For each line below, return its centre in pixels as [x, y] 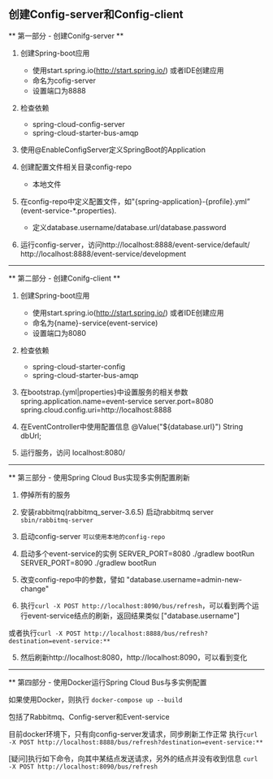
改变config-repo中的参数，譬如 [72, 579]
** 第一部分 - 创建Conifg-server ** [66, 36]
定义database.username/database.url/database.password [129, 227]
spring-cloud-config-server [79, 124]
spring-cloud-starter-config [79, 366]
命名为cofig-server [64, 81]
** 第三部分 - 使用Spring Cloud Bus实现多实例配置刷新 [100, 477]
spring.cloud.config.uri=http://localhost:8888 [96, 410]
